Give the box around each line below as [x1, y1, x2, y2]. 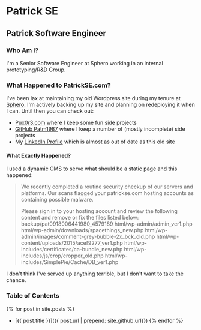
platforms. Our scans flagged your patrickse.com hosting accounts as [20, 190, 194, 197]
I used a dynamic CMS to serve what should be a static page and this [6, 165, 178, 172]
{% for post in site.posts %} [6, 305, 75, 313]
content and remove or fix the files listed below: [20, 214, 139, 221]
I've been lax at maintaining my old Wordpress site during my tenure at [6, 95, 181, 102]
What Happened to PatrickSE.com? [6, 81, 111, 89]
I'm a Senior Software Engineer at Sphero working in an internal [6, 59, 163, 67]
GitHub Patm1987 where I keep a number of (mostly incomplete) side [14, 125, 185, 133]
